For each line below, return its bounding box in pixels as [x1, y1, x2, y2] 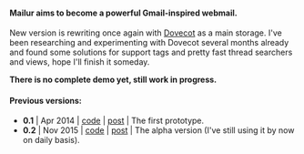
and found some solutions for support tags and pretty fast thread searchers [9, 46, 293, 58]
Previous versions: [9, 95, 82, 106]
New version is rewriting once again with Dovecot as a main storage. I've [9, 27, 282, 38]
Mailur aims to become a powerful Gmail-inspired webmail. [9, 7, 238, 18]
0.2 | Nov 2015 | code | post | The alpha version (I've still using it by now [22, 125, 295, 136]
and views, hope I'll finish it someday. [9, 56, 150, 67]
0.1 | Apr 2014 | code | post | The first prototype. [22, 115, 205, 127]
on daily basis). [22, 135, 80, 146]
